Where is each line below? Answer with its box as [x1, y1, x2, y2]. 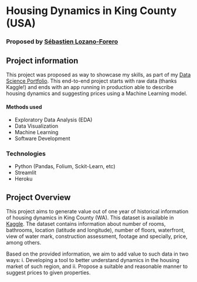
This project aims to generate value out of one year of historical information [6, 208, 189, 215]
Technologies [6, 150, 46, 158]
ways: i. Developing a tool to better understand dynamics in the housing [6, 257, 180, 264]
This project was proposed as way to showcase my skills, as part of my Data [6, 71, 191, 78]
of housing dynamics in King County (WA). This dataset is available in [6, 214, 174, 221]
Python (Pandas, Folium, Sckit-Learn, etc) [14, 163, 116, 170]
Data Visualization [14, 123, 59, 130]
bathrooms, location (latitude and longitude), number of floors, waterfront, [6, 227, 185, 234]
